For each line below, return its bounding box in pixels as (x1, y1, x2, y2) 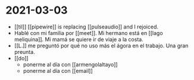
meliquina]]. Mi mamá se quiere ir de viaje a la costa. (14, 36, 143, 43)
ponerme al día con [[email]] (23, 67, 93, 74)
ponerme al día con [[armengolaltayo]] (23, 60, 118, 68)
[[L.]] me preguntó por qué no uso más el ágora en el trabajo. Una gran (14, 42, 189, 49)
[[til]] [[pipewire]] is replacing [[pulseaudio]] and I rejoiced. (14, 23, 159, 30)
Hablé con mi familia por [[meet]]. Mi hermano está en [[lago (14, 29, 163, 36)
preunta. (14, 48, 35, 55)
